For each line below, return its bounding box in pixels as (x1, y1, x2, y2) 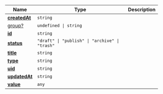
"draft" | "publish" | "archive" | (37, 38, 120, 43)
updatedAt (7, 73, 33, 79)
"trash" (37, 43, 55, 48)
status (7, 40, 23, 47)
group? (7, 22, 24, 29)
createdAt (7, 15, 32, 21)
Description (128, 6, 156, 13)
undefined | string (37, 23, 82, 28)
